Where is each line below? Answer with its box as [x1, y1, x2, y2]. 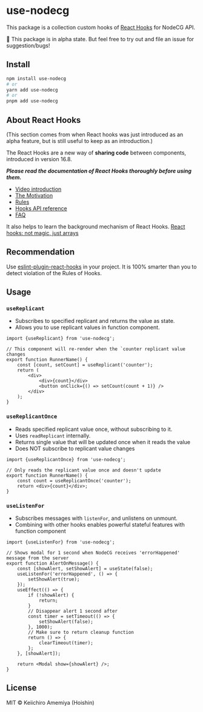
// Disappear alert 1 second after [28, 608, 118, 614]
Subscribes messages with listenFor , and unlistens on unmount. [15, 514, 178, 522]
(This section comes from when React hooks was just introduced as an [6, 131, 184, 138]
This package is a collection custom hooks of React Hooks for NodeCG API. [6, 24, 196, 31]
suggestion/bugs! [6, 42, 50, 49]
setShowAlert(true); [28, 576, 80, 582]
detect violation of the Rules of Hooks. [6, 269, 102, 276]
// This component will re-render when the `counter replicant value [6, 346, 186, 352]
